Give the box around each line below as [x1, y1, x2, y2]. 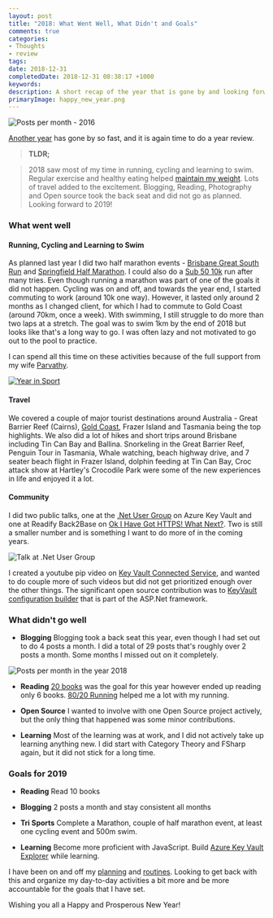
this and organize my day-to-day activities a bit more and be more [8, 876, 230, 885]
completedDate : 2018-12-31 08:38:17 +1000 [8, 72, 154, 81]
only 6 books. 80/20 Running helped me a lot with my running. [19, 690, 230, 701]
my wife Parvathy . [8, 360, 69, 371]
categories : [8, 34, 49, 43]
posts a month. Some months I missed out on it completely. [19, 650, 219, 660]
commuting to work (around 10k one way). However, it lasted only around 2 [8, 292, 260, 302]
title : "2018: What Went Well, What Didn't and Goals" [8, 20, 198, 28]
